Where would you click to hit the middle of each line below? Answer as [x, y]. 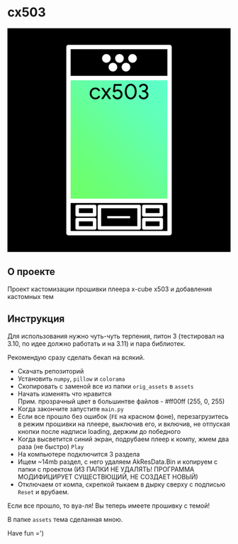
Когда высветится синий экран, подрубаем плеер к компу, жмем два [123, 439]
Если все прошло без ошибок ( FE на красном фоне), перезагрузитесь [123, 416]
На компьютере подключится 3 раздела [79, 454]
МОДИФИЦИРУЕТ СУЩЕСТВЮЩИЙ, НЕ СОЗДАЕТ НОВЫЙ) [108, 477]
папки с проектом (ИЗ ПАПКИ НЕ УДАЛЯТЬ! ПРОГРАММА [106, 469]
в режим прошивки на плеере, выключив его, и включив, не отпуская [124, 424]
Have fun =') [25, 533]
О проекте [31, 272]
